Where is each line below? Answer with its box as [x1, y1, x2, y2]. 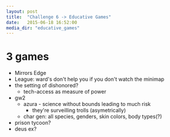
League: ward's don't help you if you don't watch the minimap [14, 76, 165, 83]
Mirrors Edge [14, 70, 47, 77]
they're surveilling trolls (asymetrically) [32, 107, 126, 114]
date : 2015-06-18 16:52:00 [6, 19, 77, 25]
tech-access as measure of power [23, 88, 107, 95]
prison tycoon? [14, 119, 51, 126]
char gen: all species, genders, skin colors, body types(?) [23, 113, 162, 120]
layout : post [6, 8, 38, 15]
